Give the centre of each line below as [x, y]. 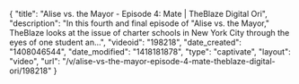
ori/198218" [31, 71]
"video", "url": [35, 61]
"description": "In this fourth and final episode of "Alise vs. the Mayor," [140, 23]
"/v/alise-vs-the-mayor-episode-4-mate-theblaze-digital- [169, 61]
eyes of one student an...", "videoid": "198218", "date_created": [126, 42]
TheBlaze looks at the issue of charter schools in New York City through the [149, 33]
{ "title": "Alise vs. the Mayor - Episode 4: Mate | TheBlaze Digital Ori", [138, 14]
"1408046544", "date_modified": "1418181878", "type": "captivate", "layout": [150, 52]
